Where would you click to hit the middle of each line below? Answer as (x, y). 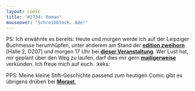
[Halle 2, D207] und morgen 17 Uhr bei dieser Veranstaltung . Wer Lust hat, (97, 52)
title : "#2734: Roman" (34, 17)
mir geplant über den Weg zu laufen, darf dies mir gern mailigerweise (91, 58)
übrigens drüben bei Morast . (41, 82)
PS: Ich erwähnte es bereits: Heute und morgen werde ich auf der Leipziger (98, 39)
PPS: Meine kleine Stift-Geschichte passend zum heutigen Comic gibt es (94, 75)
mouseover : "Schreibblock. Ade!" (47, 22)
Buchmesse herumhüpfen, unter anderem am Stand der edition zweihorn (95, 45)
